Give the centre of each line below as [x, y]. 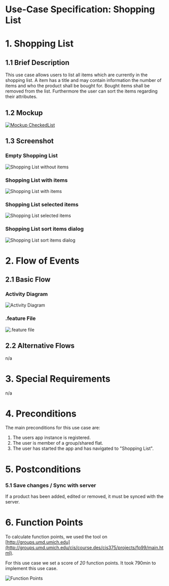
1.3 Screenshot [30, 141]
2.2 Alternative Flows [40, 346]
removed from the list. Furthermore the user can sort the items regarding [81, 91]
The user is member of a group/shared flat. [58, 443]
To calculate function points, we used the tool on [57, 536]
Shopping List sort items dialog [45, 229]
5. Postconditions [43, 469]
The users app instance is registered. [52, 438]
